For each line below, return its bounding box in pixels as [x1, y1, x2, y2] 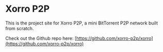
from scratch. [5, 25, 34, 31]
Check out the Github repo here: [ [5, 35, 77, 41]
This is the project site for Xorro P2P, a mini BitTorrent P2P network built [5, 20, 158, 26]
